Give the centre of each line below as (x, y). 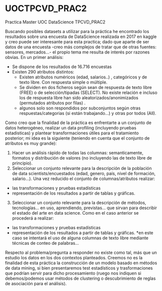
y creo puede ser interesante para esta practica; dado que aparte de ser (77, 41)
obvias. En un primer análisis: (34, 57)
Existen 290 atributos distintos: (43, 72)
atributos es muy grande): (31, 143)
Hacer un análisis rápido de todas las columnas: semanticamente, (78, 153)
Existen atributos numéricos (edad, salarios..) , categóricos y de (83, 77)
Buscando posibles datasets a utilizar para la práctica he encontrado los (77, 31)
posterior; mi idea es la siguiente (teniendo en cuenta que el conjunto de (77, 138)
